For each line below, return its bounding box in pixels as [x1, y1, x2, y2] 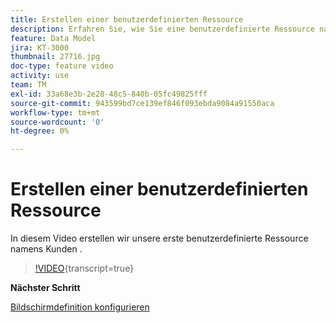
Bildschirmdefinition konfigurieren [10, 301, 150, 313]
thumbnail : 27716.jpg [10, 52, 101, 62]
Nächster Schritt [10, 282, 81, 294]
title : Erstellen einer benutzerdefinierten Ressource [10, 14, 244, 25]
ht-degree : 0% [10, 126, 70, 136]
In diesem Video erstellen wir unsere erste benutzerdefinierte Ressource [10, 232, 309, 245]
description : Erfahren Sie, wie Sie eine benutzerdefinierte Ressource [10, 24, 315, 34]
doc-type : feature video [10, 61, 114, 71]
